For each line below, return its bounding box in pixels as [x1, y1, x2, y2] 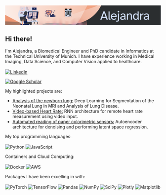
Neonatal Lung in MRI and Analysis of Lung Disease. [12, 103, 119, 109]
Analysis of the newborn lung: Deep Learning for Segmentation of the [12, 97, 154, 104]
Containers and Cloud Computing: [5, 154, 75, 159]
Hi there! [5, 35, 33, 43]
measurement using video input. [12, 113, 78, 119]
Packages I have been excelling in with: [5, 173, 85, 179]
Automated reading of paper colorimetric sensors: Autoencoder [12, 118, 142, 124]
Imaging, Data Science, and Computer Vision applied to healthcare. [5, 58, 142, 64]
